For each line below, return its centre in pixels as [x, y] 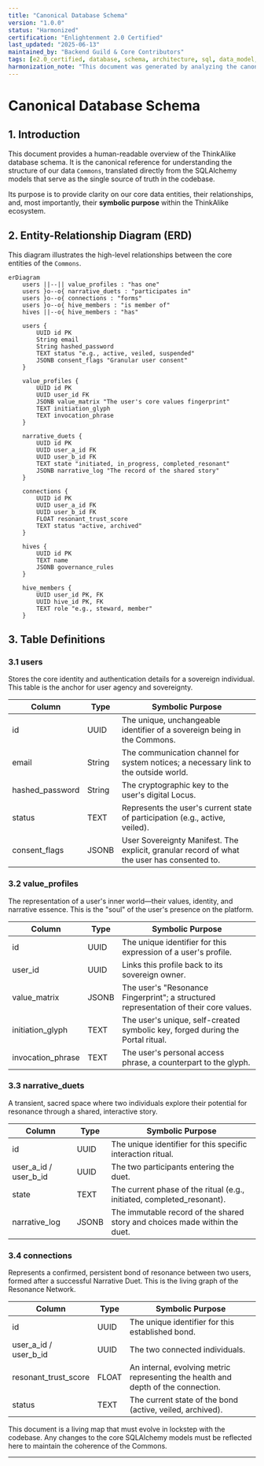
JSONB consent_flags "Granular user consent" [112, 360]
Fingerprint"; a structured [169, 997]
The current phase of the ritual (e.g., [178, 1189]
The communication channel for [180, 753]
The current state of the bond [183, 1400]
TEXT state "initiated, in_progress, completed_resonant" [133, 463]
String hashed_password [75, 346]
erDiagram [24, 277]
